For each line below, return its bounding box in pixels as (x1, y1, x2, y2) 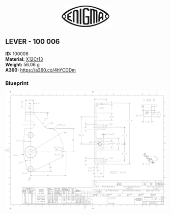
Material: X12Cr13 (5, 56, 43, 62)
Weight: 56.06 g (5, 62, 40, 68)
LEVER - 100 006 (5, 37, 60, 46)
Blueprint (5, 80, 29, 87)
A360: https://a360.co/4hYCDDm (5, 67, 76, 73)
